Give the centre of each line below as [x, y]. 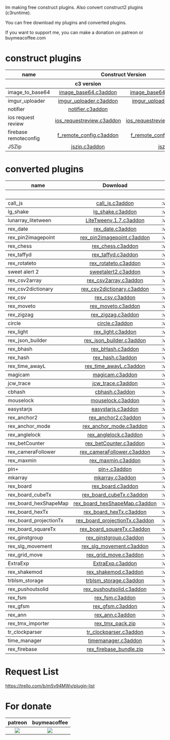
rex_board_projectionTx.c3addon [115, 520]
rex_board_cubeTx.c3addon [115, 495]
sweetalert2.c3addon [115, 271]
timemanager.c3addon [115, 640]
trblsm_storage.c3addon [115, 580]
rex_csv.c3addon [115, 297]
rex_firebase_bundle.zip [115, 649]
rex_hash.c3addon [115, 357]
